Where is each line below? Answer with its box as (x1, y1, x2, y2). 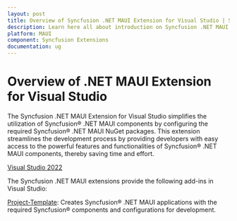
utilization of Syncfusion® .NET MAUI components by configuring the (7, 119, 208, 128)
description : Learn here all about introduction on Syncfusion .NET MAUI (7, 23, 229, 30)
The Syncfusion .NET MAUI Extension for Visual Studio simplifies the (7, 112, 207, 120)
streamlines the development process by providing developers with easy (7, 134, 219, 143)
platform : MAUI (7, 30, 52, 37)
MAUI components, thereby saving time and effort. (7, 149, 154, 157)
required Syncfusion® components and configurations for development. (7, 205, 217, 214)
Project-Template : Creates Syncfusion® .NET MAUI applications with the (7, 198, 217, 206)
